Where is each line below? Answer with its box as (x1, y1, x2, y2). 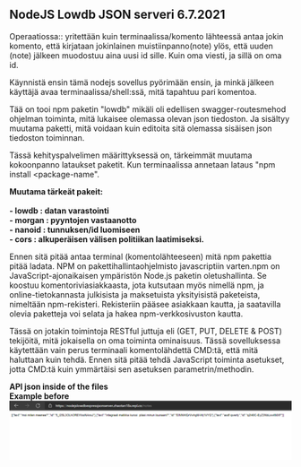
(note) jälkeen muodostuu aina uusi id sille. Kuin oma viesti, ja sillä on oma (9, 49, 282, 61)
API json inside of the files (9, 381, 109, 392)
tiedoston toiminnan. (9, 132, 85, 143)
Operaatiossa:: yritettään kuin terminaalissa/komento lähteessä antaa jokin (9, 30, 284, 41)
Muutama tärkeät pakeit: (9, 186, 103, 196)
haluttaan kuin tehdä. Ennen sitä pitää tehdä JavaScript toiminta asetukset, (9, 354, 285, 365)
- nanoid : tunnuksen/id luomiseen (9, 224, 141, 235)
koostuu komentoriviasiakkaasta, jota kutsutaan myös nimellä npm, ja (9, 280, 264, 290)
